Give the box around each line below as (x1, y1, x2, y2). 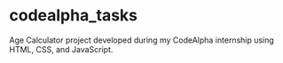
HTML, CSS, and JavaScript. (9, 43, 114, 54)
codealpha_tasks (9, 5, 138, 26)
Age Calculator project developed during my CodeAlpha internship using (9, 35, 275, 45)
